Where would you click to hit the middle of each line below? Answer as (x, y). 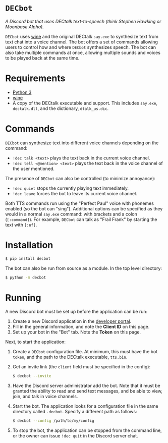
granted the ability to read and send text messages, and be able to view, (88, 391)
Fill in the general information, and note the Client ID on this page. (81, 327)
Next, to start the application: (35, 342)
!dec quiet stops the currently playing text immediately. (71, 188)
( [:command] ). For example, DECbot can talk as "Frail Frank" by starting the (81, 219)
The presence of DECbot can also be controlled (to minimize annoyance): (80, 178)
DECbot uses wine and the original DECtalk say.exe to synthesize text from (82, 36)
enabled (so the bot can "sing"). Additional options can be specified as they (84, 208)
